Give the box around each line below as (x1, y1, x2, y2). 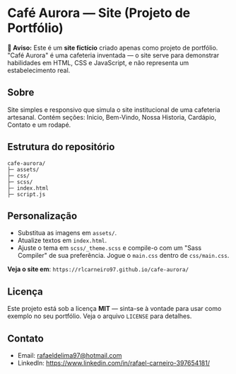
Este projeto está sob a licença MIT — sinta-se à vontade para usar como (7, 305, 222, 313)
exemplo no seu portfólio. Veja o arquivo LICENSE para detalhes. (7, 312, 192, 320)
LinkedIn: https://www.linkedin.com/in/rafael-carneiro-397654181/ (17, 359, 211, 367)
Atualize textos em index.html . (17, 236, 107, 245)
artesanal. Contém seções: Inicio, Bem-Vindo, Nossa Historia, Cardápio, (7, 113, 217, 121)
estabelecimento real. (7, 66, 71, 74)
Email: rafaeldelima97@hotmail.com (17, 351, 122, 359)
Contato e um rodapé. (7, 120, 71, 129)
